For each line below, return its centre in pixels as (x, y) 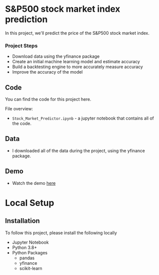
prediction (26, 19)
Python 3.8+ (25, 247)
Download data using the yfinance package (56, 56)
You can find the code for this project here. (48, 100)
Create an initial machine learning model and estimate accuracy (76, 62)
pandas (27, 258)
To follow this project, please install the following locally (61, 233)
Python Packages (30, 252)
